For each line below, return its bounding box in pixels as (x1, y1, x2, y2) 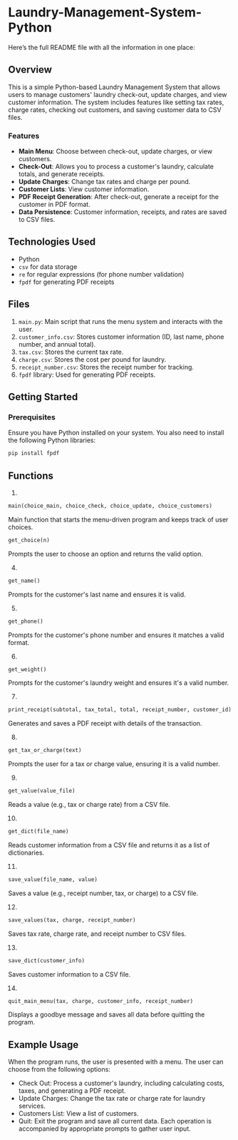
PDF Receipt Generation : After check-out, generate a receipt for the (18, 193, 219, 201)
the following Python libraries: (8, 436, 96, 444)
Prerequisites (8, 412, 56, 422)
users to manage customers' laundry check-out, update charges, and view (8, 90, 227, 98)
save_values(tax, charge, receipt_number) (8, 916, 136, 924)
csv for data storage (18, 262, 78, 271)
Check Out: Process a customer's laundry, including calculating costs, (18, 1079, 224, 1088)
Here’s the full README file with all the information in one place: (8, 43, 195, 51)
